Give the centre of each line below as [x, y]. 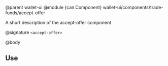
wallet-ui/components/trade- [133, 7]
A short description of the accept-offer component [58, 23]
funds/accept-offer [25, 13]
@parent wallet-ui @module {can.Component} [54, 7]
